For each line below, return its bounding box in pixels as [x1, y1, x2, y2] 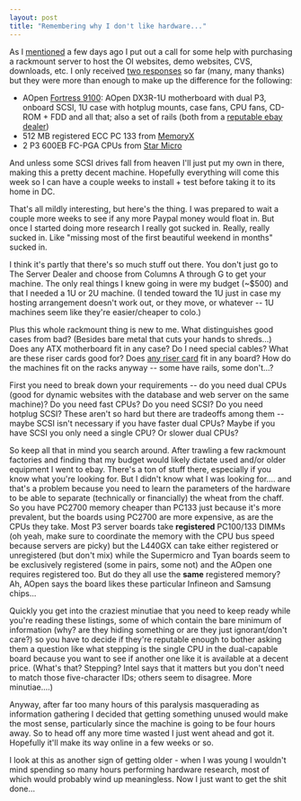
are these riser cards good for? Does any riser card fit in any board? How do [9, 352, 292, 364]
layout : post [9, 13, 58, 22]
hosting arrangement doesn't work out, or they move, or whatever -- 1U [9, 297, 274, 308]
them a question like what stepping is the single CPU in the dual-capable [9, 643, 279, 654]
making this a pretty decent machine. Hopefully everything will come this [9, 167, 280, 178]
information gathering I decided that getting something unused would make [9, 709, 289, 719]
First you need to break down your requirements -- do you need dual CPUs [9, 379, 288, 391]
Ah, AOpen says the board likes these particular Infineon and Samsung [9, 578, 271, 589]
